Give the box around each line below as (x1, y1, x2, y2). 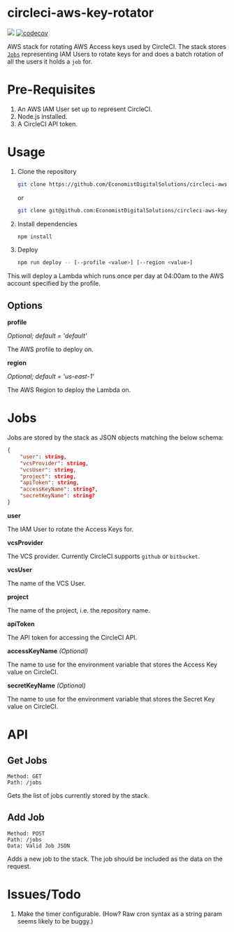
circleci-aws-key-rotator (7, 5, 154, 21)
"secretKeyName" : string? (20, 493, 96, 500)
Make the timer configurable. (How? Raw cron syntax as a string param (17, 910, 222, 918)
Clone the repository (17, 167, 77, 175)
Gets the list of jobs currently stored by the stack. (7, 791, 149, 799)
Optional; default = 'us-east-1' (7, 372, 94, 381)
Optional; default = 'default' (7, 332, 87, 340)
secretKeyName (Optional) (7, 681, 86, 690)
